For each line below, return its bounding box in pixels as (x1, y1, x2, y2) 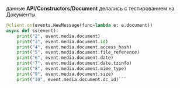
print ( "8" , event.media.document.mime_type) (16, 66, 127, 72)
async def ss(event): (6, 27, 59, 34)
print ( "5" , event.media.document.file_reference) (16, 50, 140, 55)
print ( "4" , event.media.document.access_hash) (16, 44, 132, 50)
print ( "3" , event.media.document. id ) (16, 38, 109, 44)
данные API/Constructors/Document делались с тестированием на (6, 5, 175, 12)
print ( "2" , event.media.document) (16, 33, 101, 39)
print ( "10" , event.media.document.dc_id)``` (16, 76, 127, 82)
